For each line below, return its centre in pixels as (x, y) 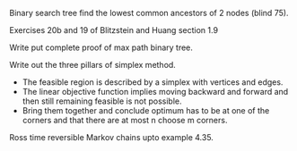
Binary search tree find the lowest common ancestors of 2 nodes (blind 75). (149, 13)
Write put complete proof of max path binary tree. (101, 47)
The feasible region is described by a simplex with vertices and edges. (153, 82)
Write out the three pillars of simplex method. (93, 65)
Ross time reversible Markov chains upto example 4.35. (111, 137)
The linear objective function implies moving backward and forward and (155, 92)
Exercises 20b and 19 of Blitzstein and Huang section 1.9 (114, 30)
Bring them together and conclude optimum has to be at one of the (146, 110)
